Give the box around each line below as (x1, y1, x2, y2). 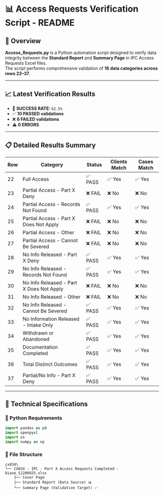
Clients (110, 158, 128, 165)
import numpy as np (5, 439, 45, 444)
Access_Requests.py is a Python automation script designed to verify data (5, 50, 157, 55)
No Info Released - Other (22, 293, 81, 300)
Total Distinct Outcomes (22, 361, 78, 367)
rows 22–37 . (5, 71, 31, 76)
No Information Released (22, 315, 80, 322)
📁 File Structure (5, 451, 43, 458)
